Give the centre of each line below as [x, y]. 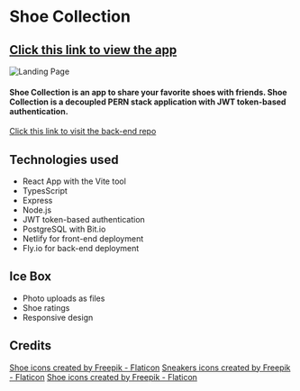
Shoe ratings [46, 307]
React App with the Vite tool [74, 181]
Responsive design [58, 317]
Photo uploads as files [64, 298]
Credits [31, 346]
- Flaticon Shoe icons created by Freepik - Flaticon [104, 377]
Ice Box [31, 277]
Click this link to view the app [93, 50]
